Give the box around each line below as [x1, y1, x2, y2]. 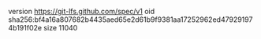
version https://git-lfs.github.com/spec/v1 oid [8, 7, 155, 16]
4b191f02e [8, 23, 42, 32]
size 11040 [43, 23, 78, 32]
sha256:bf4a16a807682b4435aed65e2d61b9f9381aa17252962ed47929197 [8, 15, 253, 24]
